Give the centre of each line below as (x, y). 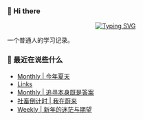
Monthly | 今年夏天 (43, 76)
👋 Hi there (24, 11)
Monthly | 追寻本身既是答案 (55, 92)
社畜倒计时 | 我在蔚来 (47, 101)
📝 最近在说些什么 (35, 60)
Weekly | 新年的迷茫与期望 (54, 109)
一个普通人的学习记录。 (40, 40)
